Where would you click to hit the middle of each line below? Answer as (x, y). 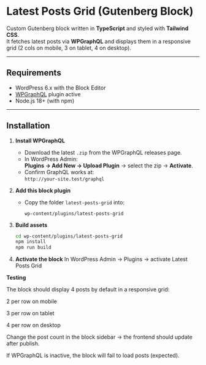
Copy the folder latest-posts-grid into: (74, 202)
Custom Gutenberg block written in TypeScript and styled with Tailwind (97, 28)
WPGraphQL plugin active (48, 94)
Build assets (31, 225)
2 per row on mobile (32, 301)
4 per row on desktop (34, 325)
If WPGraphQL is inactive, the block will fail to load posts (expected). (93, 355)
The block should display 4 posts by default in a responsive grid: (88, 290)
